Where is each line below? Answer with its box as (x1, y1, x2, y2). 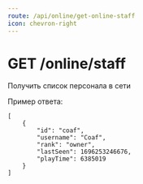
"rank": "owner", (37, 141, 95, 149)
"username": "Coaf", (37, 134, 106, 142)
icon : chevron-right (7, 19, 78, 28)
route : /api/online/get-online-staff (7, 11, 136, 20)
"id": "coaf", (37, 126, 84, 135)
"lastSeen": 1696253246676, (37, 148, 132, 156)
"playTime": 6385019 (37, 155, 106, 163)
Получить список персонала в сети (7, 81, 132, 91)
